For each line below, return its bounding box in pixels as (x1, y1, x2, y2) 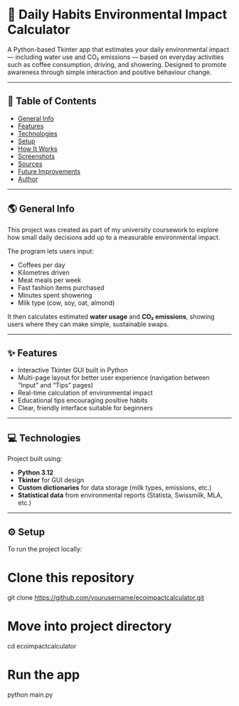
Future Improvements (17, 167, 80, 175)
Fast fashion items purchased (17, 283, 105, 291)
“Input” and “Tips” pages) (17, 381, 94, 390)
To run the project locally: (7, 545, 83, 553)
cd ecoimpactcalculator (7, 641, 77, 650)
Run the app (7, 667, 80, 683)
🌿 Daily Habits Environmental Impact (7, 6, 228, 23)
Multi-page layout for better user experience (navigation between (17, 373, 210, 382)
